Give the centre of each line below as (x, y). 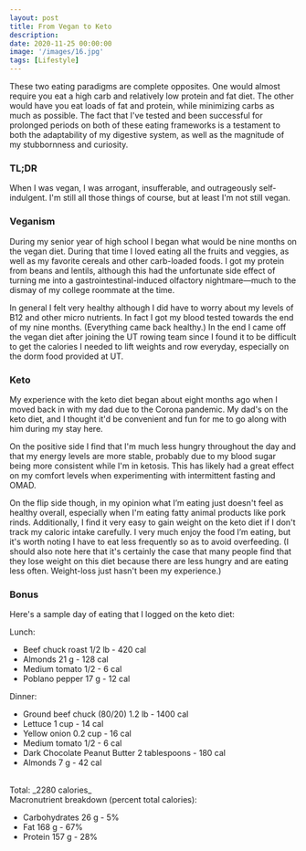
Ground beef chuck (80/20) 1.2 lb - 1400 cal (106, 714)
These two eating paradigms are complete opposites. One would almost (145, 86)
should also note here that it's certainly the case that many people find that (151, 551)
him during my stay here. (56, 428)
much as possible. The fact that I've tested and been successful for (136, 116)
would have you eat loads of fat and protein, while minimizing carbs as (142, 105)
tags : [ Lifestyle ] (44, 60)
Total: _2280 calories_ (51, 790)
